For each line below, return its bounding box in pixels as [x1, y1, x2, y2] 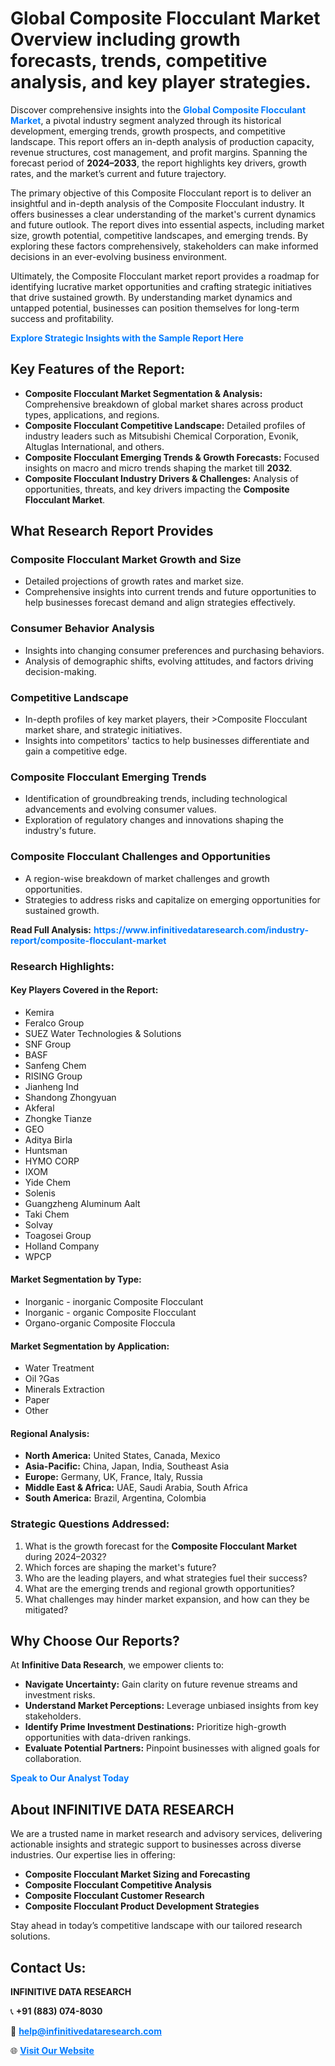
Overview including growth [10, 28, 241, 51]
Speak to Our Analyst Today [10, 1772, 130, 1784]
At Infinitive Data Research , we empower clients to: [10, 1659, 225, 1671]
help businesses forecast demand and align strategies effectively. [24, 597, 296, 609]
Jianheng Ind [24, 1080, 80, 1092]
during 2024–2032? [24, 1550, 107, 1562]
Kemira [24, 1006, 55, 1018]
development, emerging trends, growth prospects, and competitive [10, 125, 286, 137]
